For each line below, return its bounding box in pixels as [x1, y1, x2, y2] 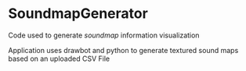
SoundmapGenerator [8, 5, 149, 23]
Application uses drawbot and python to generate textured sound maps [8, 45, 239, 55]
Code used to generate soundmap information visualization [8, 30, 200, 40]
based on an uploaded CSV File [8, 54, 110, 63]
